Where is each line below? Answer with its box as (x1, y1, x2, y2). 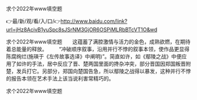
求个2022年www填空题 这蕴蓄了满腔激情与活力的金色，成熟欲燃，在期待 (6, 38, 191, 45)
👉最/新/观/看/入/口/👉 (6, 18, 61, 25)
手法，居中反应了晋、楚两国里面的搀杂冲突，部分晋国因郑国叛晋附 (31, 61, 191, 67)
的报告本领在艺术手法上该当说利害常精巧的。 (6, 75, 114, 82)
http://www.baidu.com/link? (60, 18, 128, 25)
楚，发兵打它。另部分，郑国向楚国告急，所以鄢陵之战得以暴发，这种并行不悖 (6, 68, 191, 75)
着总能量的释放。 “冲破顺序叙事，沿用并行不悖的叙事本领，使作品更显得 (6, 46, 190, 52)
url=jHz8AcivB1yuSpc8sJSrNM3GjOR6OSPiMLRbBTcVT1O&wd (6, 26, 157, 33)
